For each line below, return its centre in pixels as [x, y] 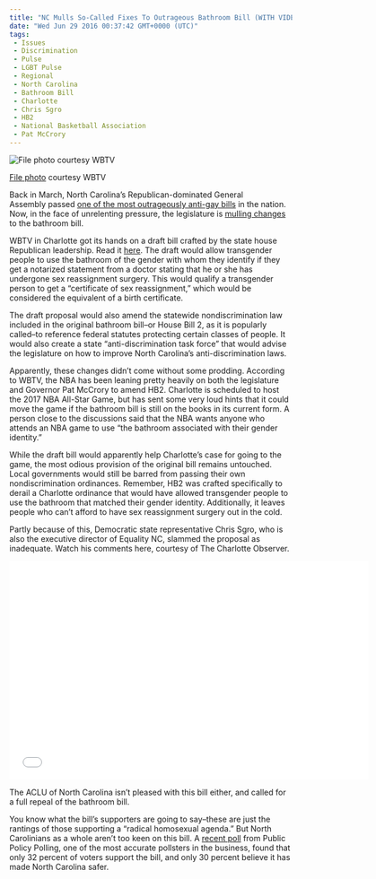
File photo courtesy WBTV [57, 177]
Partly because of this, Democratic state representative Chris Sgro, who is [146, 529]
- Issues [30, 43]
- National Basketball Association [79, 126]
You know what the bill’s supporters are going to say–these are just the [140, 819]
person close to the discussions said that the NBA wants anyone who [137, 418]
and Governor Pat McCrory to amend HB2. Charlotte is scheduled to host [144, 389]
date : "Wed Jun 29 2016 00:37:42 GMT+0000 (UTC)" [104, 26]
